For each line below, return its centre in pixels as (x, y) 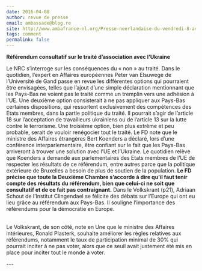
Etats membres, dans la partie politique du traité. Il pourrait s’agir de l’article (100, 113)
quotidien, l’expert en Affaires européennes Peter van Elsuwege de (89, 75)
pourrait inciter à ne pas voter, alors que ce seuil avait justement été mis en (99, 246)
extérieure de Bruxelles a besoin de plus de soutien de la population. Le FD (99, 171)
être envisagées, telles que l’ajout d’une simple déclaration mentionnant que (100, 87)
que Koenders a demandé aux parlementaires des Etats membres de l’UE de (101, 158)
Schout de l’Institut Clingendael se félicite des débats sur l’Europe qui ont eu (101, 196)
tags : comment (24, 34)
